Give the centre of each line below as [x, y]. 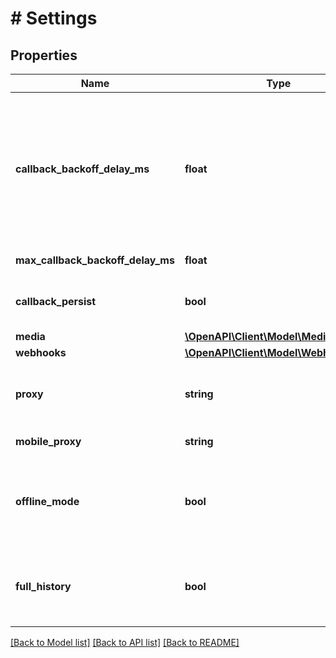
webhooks [41, 352]
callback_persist [56, 301]
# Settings [54, 18]
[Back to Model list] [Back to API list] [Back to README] [125, 642]
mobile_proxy [48, 441]
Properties [44, 55]
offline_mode [47, 501]
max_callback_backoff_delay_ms [95, 260]
